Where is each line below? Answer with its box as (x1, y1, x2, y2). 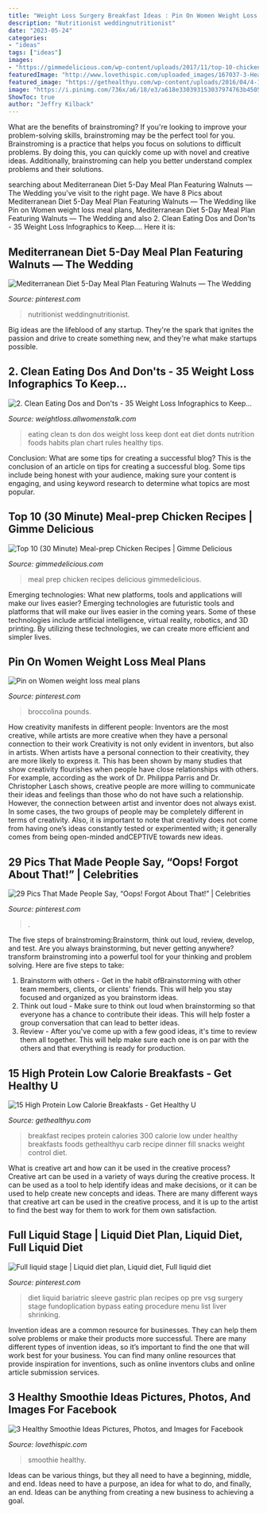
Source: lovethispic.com (8, 1439, 87, 1449)
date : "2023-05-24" (8, 26, 73, 34)
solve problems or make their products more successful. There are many (8, 1333, 246, 1343)
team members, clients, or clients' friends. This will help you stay (19, 984, 233, 994)
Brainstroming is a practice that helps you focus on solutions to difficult (8, 139, 242, 149)
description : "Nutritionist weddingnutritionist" (8, 19, 176, 27)
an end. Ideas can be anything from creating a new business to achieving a (8, 1487, 254, 1496)
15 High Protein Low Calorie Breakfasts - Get (8, 1067, 232, 1080)
